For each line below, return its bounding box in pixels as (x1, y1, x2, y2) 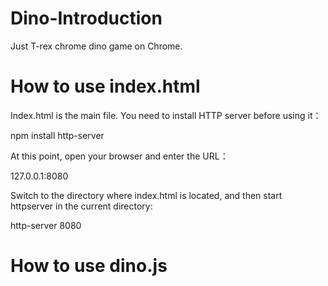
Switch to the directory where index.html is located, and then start (10, 189, 283, 201)
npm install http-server (10, 129, 105, 141)
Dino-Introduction (10, 7, 163, 30)
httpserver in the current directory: (10, 200, 153, 212)
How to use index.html (10, 75, 201, 98)
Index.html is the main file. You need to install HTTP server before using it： (10, 109, 322, 121)
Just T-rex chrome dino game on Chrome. (10, 40, 183, 52)
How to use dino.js (10, 255, 168, 277)
